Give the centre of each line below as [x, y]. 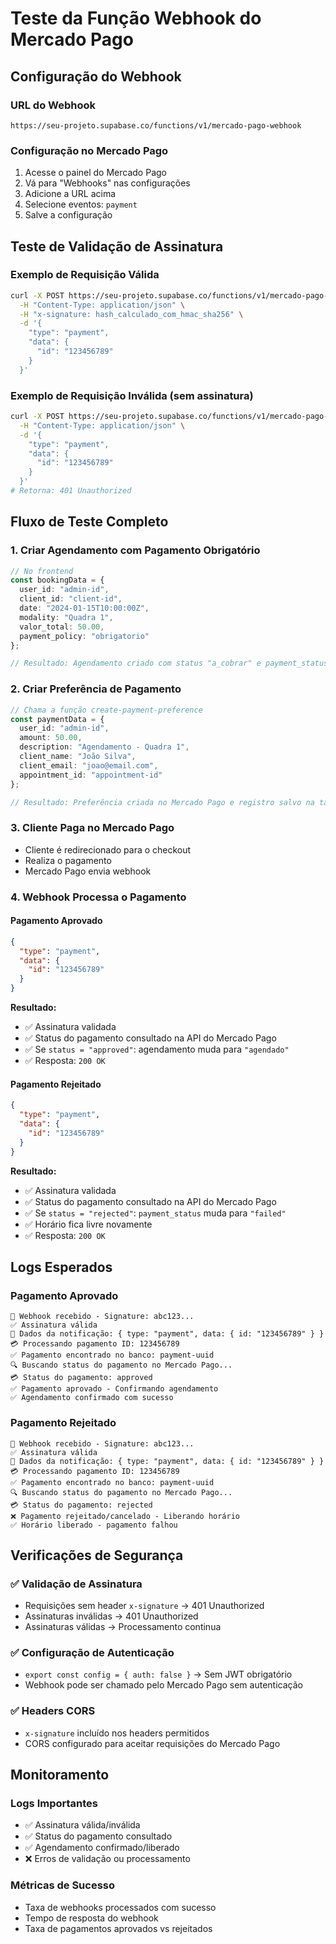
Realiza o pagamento [68, 860]
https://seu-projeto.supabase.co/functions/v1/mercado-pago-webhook [156, 125]
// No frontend [42, 571]
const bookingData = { [57, 580]
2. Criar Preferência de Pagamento [96, 689]
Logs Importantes [54, 1804]
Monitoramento [60, 1775]
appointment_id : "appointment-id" [91, 775]
